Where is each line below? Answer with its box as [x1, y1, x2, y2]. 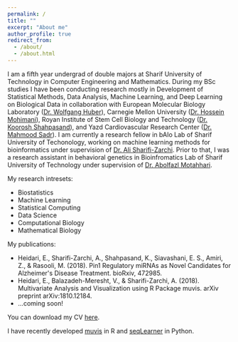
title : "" [7, 17, 37, 24]
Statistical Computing [17, 203, 81, 212]
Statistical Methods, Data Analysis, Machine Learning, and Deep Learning [7, 92, 223, 100]
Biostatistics [17, 188, 54, 197]
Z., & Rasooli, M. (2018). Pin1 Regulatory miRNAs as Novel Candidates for [17, 261, 231, 269]
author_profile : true [7, 30, 72, 38]
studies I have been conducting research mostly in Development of [7, 85, 204, 93]
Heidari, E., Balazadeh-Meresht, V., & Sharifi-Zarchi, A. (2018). [17, 276, 200, 285]
